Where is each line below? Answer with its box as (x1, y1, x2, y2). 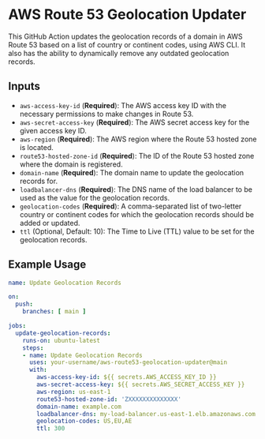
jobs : (8, 322, 26, 330)
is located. (19, 142, 54, 152)
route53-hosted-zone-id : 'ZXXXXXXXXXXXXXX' (36, 395, 181, 403)
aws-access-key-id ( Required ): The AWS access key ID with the (19, 100, 227, 110)
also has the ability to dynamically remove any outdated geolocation (8, 48, 230, 58)
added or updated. (19, 218, 80, 227)
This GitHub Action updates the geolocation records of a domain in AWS (8, 32, 243, 41)
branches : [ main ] (22, 308, 87, 316)
